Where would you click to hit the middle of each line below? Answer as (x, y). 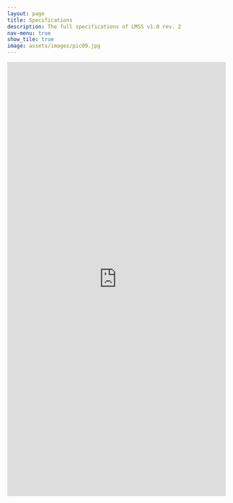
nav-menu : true (29, 33)
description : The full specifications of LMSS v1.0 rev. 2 (94, 26)
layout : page (26, 14)
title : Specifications (40, 20)
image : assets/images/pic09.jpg (54, 46)
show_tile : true (31, 40)
